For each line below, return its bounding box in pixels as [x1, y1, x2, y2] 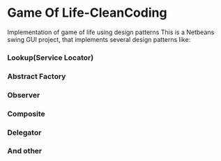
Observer [7, 90, 40, 100]
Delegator [7, 128, 42, 137]
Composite [7, 109, 45, 118]
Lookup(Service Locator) [7, 52, 94, 62]
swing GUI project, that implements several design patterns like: [7, 35, 191, 43]
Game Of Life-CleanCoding [7, 5, 167, 21]
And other [7, 146, 43, 156]
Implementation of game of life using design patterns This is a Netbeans [7, 28, 215, 36]
